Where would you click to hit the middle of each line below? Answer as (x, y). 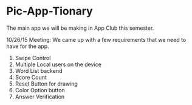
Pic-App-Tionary (50, 11)
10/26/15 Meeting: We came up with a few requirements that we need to (96, 39)
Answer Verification (40, 97)
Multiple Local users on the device (58, 64)
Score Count (31, 77)
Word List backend (39, 70)
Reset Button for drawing (46, 84)
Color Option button (40, 90)
